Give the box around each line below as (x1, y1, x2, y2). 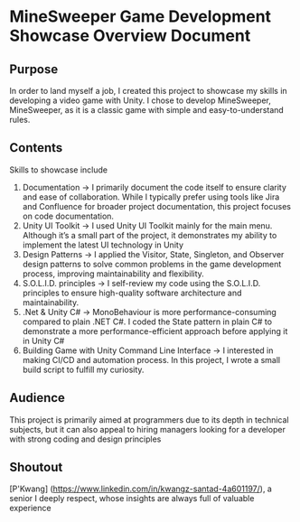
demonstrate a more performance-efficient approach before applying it (22, 325, 288, 336)
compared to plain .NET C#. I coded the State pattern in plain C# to (22, 316, 273, 327)
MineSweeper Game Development (9, 6, 272, 27)
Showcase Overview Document (9, 25, 251, 46)
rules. (9, 115, 31, 125)
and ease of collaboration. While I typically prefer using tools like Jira (22, 191, 280, 202)
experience (9, 503, 52, 514)
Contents (9, 140, 63, 155)
